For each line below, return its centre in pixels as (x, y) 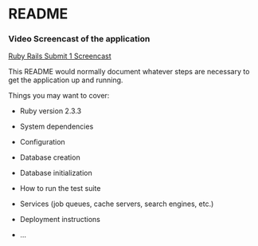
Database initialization (56, 173)
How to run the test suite (60, 188)
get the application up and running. (66, 80)
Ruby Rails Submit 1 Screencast (60, 56)
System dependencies (57, 127)
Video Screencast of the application (79, 39)
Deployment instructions (60, 220)
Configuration (42, 142)
